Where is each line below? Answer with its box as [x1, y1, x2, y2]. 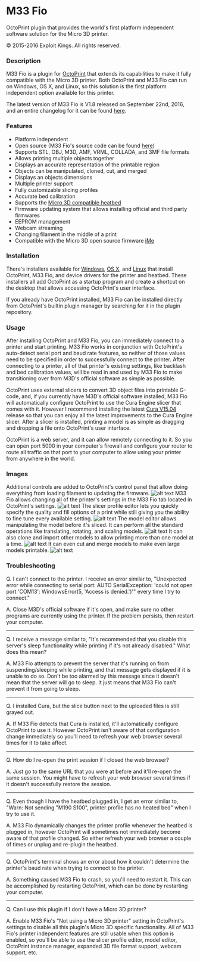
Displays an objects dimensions [14, 173, 93, 181]
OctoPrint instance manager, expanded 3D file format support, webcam [6, 942, 182, 949]
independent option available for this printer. [6, 89, 115, 97]
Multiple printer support [14, 180, 73, 187]
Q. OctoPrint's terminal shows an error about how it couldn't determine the [6, 858, 189, 865]
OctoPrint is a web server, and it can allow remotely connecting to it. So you [6, 436, 192, 443]
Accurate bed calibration [14, 193, 76, 200]
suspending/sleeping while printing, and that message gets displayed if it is [6, 666, 191, 673]
